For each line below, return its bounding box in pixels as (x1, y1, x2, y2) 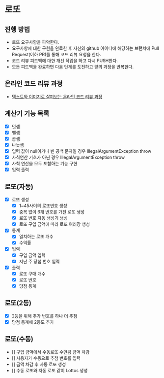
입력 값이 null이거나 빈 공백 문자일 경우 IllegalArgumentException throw (11, 148, 152, 154)
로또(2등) (4, 299, 32, 308)
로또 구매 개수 (19, 271, 46, 276)
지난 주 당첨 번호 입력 (19, 258, 60, 264)
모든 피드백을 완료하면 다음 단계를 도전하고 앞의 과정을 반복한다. (11, 64, 134, 69)
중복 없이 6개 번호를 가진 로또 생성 (19, 209, 85, 215)
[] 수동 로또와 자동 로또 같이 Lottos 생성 (11, 367, 88, 373)
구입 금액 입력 (19, 252, 46, 258)
